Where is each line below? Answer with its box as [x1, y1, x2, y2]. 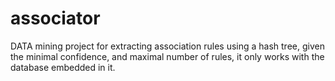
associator [10, 7, 101, 30]
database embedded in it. [10, 61, 116, 73]
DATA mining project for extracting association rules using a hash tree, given [10, 40, 325, 52]
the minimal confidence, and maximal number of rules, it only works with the [10, 50, 325, 62]
